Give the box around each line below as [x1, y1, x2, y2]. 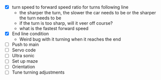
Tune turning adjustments [11, 69, 65, 76]
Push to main [11, 41, 39, 47]
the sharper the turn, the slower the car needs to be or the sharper [19, 10, 157, 16]
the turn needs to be [19, 15, 62, 21]
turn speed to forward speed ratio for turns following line [11, 4, 129, 10]
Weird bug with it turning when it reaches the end [19, 37, 121, 42]
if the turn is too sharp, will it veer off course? [19, 20, 113, 26]
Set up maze [11, 58, 38, 64]
